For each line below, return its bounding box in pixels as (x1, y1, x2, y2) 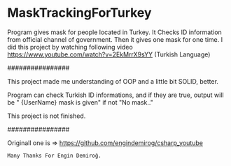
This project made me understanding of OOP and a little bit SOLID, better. (7, 77, 219, 85)
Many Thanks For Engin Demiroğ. (7, 152, 101, 159)
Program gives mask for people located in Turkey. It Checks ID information (7, 28, 222, 36)
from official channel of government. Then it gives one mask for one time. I (7, 35, 223, 43)
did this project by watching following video (7, 43, 133, 51)
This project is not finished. (7, 112, 86, 120)
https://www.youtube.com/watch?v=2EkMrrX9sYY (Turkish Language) (7, 50, 211, 59)
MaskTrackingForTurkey (7, 5, 152, 21)
